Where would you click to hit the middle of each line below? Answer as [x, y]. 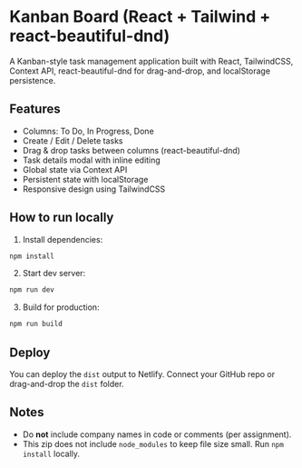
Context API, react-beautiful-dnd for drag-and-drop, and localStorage [140, 71]
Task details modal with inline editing [91, 160]
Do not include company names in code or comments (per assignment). [157, 434]
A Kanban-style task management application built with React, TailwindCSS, [151, 61]
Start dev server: [54, 274]
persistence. [33, 80]
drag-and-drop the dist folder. [67, 384]
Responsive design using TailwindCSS [94, 189]
